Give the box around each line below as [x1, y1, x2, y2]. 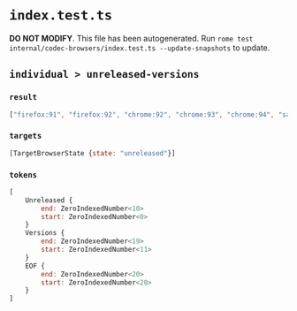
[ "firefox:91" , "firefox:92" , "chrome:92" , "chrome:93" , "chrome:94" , [9, 110, 275, 119]
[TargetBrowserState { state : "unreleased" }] [9, 148, 176, 157]
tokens [9, 170, 38, 179]
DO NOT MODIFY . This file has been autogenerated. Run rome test [9, 33, 254, 43]
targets [9, 131, 42, 141]
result [9, 92, 38, 102]
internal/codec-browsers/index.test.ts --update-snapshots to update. [9, 42, 270, 53]
